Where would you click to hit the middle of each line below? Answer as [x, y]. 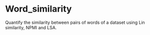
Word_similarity [38, 9]
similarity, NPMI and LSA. [31, 27]
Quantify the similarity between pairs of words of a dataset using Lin [75, 22]
